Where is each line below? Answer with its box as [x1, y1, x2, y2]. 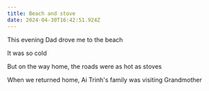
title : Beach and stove [7, 10, 76, 17]
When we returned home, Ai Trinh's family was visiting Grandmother [7, 75, 203, 83]
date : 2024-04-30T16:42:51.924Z [7, 17, 100, 23]
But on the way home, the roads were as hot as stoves [7, 62, 162, 70]
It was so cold [7, 49, 47, 57]
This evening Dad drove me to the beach [7, 35, 123, 43]
